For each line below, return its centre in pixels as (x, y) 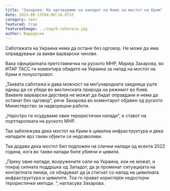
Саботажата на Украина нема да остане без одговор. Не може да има (82, 48)
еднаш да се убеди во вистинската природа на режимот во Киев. (77, 89)
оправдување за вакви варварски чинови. (51, 53)
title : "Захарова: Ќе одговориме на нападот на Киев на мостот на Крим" (84, 10)
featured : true (21, 24)
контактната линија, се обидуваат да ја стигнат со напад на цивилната (82, 172)
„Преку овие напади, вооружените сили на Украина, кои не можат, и (80, 161)
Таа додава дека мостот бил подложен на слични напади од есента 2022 (85, 146)
